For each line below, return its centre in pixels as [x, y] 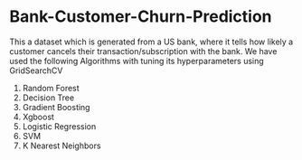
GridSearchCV [36, 71]
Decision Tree [48, 98]
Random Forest [51, 88]
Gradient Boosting [56, 107]
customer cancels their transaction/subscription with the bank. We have [143, 51]
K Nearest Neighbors [61, 146]
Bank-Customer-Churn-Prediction [141, 17]
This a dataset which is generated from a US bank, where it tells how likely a [151, 42]
